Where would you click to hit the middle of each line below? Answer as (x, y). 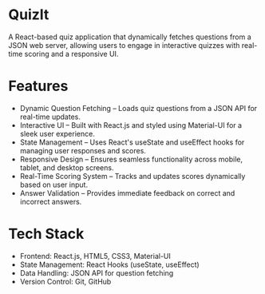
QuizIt (29, 15)
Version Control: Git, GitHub (65, 281)
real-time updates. (50, 117)
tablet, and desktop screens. (67, 167)
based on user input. (54, 185)
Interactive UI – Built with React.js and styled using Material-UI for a (131, 125)
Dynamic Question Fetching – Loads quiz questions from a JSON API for (138, 108)
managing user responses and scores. (83, 150)
